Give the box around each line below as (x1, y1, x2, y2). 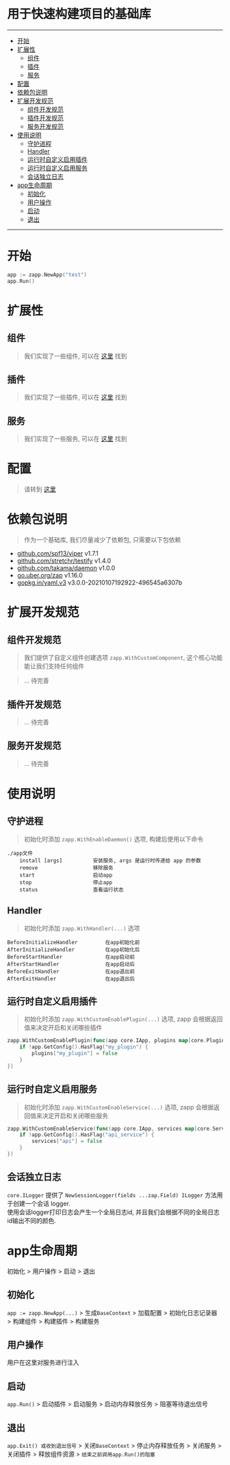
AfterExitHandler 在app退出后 (7, 975, 136, 982)
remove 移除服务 (19, 864, 114, 871)
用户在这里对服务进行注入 (7, 1358, 79, 1367)
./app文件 (7, 850, 33, 857)
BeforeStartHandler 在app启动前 (7, 953, 136, 960)
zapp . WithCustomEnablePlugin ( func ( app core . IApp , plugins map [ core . (7, 1037, 207, 1044)
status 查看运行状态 (19, 886, 124, 893)
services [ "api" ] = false (31, 1138, 103, 1145)
